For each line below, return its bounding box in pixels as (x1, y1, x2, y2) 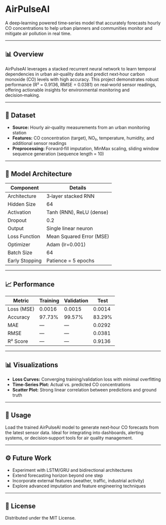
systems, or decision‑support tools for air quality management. (5, 435, 133, 441)
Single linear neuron (46, 225, 93, 232)
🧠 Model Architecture (5, 170, 73, 178)
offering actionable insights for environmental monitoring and (5, 87, 130, 93)
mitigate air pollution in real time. (5, 30, 72, 36)
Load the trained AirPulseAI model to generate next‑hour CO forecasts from (5, 424, 159, 430)
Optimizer (7, 241, 31, 248)
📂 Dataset (5, 111, 36, 120)
